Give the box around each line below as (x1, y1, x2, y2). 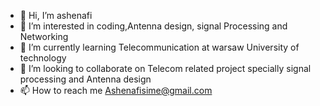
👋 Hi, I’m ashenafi (19, 10, 93, 21)
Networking (19, 31, 69, 42)
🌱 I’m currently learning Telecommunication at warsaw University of (19, 41, 300, 53)
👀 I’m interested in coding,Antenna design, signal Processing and (19, 20, 288, 32)
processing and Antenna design (19, 73, 152, 85)
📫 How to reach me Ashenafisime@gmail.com (19, 85, 213, 96)
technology (19, 52, 67, 64)
